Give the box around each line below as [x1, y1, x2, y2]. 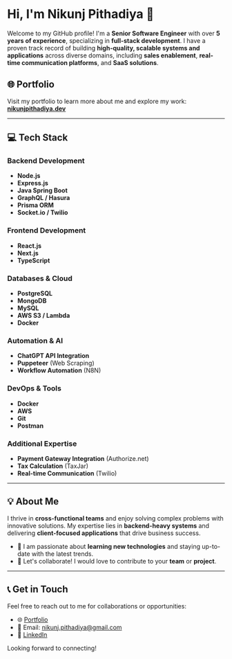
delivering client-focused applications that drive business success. [7, 529, 201, 537]
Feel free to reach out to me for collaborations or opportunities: [7, 602, 186, 610]
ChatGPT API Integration [17, 352, 90, 360]
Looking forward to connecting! [7, 644, 97, 652]
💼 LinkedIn [17, 630, 48, 639]
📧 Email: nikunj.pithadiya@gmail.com [17, 623, 122, 631]
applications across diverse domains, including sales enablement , [7, 51, 198, 60]
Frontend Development [7, 226, 86, 235]
